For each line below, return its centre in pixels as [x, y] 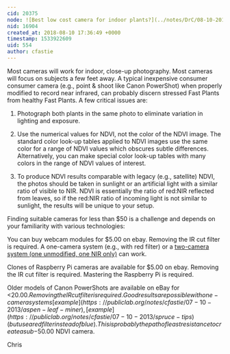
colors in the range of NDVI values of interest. [81, 163]
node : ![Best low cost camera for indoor [67, 20]
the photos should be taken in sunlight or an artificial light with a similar [117, 184]
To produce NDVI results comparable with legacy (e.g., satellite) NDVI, [116, 176]
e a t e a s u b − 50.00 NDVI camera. [51, 331]
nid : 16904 [23, 26]
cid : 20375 [23, 13]
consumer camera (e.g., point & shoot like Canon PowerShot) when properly [115, 86]
